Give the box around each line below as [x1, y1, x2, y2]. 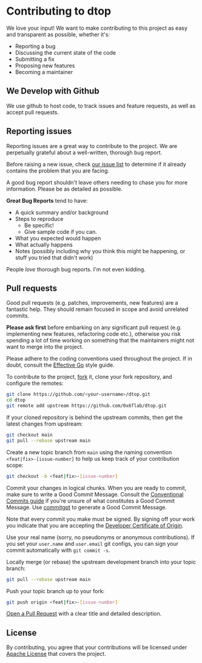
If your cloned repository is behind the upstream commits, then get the [6, 414, 183, 421]
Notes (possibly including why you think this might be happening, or [15, 247, 186, 254]
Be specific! [24, 222, 54, 229]
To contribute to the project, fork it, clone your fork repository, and [6, 373, 172, 381]
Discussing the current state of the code [15, 49, 116, 56]
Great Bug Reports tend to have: [6, 197, 88, 204]
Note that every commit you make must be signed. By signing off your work [6, 515, 195, 523]
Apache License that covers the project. [6, 650, 106, 658]
